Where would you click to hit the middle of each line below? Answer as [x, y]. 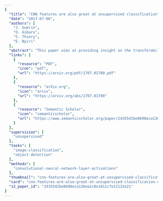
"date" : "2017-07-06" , [32, 19]
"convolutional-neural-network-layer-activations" [66, 168]
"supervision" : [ [27, 132]
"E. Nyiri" [24, 41]
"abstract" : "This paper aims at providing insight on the [70, 50]
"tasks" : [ [20, 146]
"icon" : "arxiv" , [35, 91]
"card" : [17, 182]
